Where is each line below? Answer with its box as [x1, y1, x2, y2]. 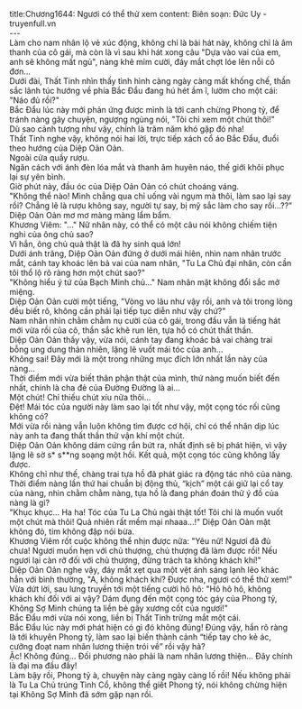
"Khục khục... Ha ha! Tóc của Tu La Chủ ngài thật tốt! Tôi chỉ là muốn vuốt [9, 507, 284, 518]
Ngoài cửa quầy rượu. [9, 152, 90, 162]
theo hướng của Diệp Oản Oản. [9, 143, 124, 153]
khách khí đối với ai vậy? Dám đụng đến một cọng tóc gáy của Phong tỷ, [9, 594, 278, 603]
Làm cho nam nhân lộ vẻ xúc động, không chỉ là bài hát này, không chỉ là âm [9, 37, 293, 48]
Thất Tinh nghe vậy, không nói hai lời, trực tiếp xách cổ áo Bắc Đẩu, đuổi [9, 134, 279, 143]
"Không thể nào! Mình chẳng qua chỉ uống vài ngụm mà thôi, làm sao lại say [9, 190, 291, 201]
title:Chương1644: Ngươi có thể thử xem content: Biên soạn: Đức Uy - [9, 9, 268, 19]
